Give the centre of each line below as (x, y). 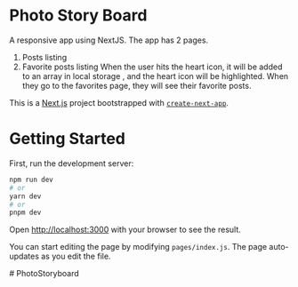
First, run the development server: (72, 163)
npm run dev (31, 179)
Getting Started (68, 139)
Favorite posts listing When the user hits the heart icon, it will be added (152, 67)
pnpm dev (25, 213)
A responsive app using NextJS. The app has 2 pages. (109, 40)
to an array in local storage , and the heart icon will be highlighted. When (155, 76)
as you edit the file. (76, 256)
